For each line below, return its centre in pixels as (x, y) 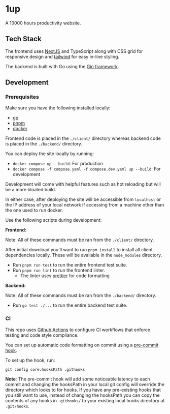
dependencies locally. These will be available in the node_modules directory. (84, 255)
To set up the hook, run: (30, 360)
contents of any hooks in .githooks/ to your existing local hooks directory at (85, 400)
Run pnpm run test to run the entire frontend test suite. (70, 265)
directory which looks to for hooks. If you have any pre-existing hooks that (83, 390)
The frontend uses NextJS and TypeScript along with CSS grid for (74, 51)
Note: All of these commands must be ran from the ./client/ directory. (80, 240)
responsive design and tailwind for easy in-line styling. (62, 56)
